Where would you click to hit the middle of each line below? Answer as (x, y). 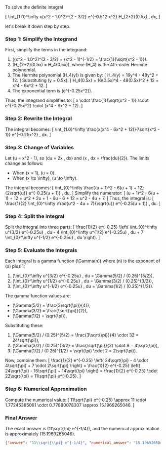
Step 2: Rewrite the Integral (39, 119)
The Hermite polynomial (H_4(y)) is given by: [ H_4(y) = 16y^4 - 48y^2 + (85, 75)
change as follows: (24, 163)
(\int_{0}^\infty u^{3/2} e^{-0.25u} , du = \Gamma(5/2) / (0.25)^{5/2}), (83, 276)
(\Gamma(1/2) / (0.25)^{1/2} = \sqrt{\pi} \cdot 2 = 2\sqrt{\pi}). (75, 351)
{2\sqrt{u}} (16, 193)
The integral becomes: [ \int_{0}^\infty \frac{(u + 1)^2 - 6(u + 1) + (71, 188)
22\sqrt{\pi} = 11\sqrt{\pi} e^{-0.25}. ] (43, 376)
